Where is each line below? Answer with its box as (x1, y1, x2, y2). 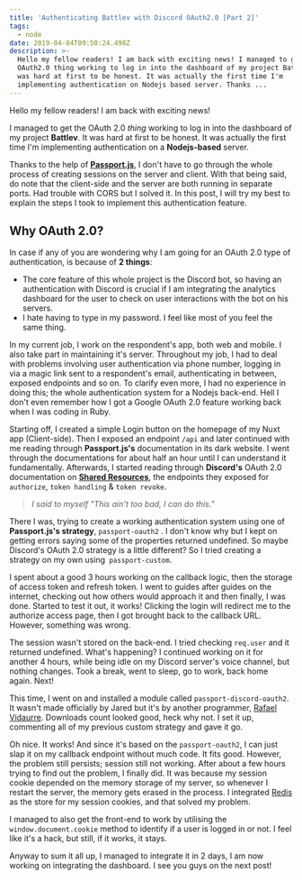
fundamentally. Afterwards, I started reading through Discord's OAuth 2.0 (9, 462, 282, 473)
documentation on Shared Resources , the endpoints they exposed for (9, 472, 270, 483)
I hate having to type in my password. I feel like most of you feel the (22, 313, 273, 323)
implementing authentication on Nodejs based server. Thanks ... (17, 80, 268, 89)
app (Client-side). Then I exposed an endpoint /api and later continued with (9, 433, 290, 444)
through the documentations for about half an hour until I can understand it (9, 452, 287, 464)
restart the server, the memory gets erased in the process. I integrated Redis (9, 787, 293, 798)
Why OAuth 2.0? (9, 223, 104, 239)
